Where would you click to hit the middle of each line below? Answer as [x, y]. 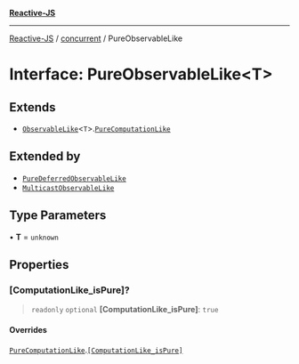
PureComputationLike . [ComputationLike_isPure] [96, 350]
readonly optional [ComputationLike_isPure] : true [125, 310]
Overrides [28, 329]
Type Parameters [58, 216]
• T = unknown [34, 237]
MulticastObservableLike [68, 188]
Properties [39, 265]
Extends [32, 107]
